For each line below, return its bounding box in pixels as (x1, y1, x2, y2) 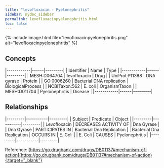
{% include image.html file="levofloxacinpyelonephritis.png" (5, 35, 128, 41)
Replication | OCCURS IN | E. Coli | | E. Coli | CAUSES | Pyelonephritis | (5, 132, 149, 138)
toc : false (5, 21, 28, 26)
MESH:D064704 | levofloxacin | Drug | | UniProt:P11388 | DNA (29, 73, 156, 79)
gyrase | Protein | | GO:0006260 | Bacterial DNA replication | (5, 78, 128, 84)
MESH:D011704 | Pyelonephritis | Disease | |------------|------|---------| (5, 89, 153, 95)
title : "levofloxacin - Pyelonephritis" (5, 7, 90, 12)
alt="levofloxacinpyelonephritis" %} (5, 40, 78, 46)
